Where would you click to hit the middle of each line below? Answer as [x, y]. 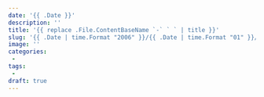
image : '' [24, 45]
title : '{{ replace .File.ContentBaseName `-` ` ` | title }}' [114, 30]
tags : [17, 66]
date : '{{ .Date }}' [42, 15]
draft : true [27, 81]
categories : [27, 52]
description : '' [35, 23]
